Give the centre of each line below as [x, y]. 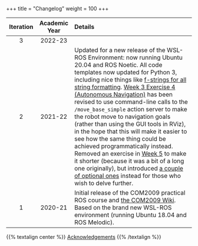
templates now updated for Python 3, [126, 72]
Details [85, 27]
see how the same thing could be [120, 139]
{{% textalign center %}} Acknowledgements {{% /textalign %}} [84, 237]
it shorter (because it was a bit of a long [129, 161]
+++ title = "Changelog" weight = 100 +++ [57, 9]
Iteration [21, 27]
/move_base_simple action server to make [131, 109]
